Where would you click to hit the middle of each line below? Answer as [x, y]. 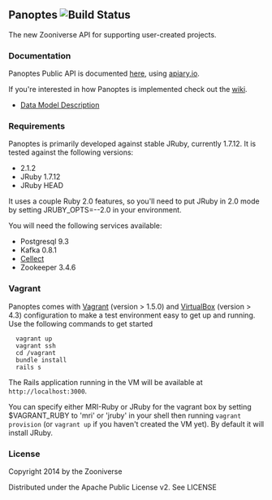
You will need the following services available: [85, 226]
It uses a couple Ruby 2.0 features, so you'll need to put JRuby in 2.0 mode [134, 201]
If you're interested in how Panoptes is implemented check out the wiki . [128, 90]
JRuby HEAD [41, 186]
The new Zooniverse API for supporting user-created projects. [112, 34]
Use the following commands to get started [81, 323]
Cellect [32, 259]
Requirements [37, 126]
